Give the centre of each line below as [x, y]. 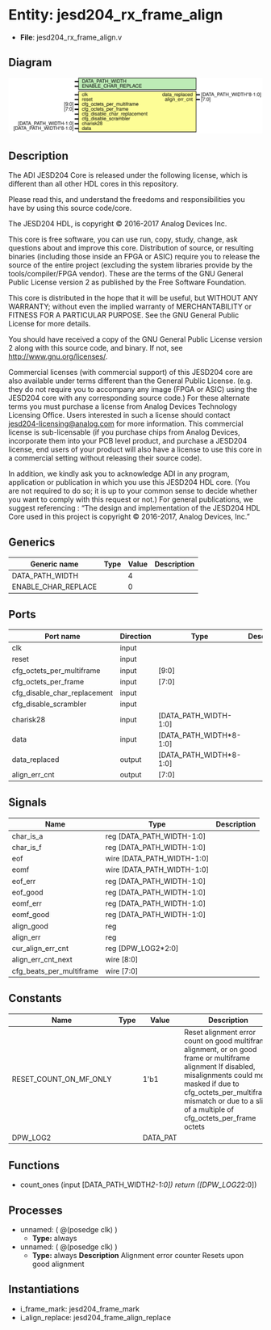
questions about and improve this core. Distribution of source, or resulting [131, 248]
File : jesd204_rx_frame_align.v [71, 37]
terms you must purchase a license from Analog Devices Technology [123, 406]
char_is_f [27, 847]
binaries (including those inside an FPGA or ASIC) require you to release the [134, 257]
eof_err [24, 881]
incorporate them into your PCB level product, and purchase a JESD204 [128, 441]
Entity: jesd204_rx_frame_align [116, 15]
